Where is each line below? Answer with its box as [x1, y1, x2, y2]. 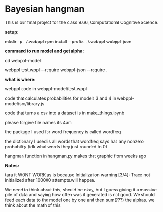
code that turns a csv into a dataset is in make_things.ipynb [5, 110, 125, 116]
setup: [5, 29, 19, 35]
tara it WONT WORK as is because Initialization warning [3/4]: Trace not [5, 172, 150, 178]
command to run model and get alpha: [5, 48, 84, 54]
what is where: [5, 76, 36, 82]
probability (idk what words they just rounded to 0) [5, 143, 108, 149]
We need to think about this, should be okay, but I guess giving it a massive [5, 187, 157, 192]
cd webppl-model [5, 57, 41, 63]
